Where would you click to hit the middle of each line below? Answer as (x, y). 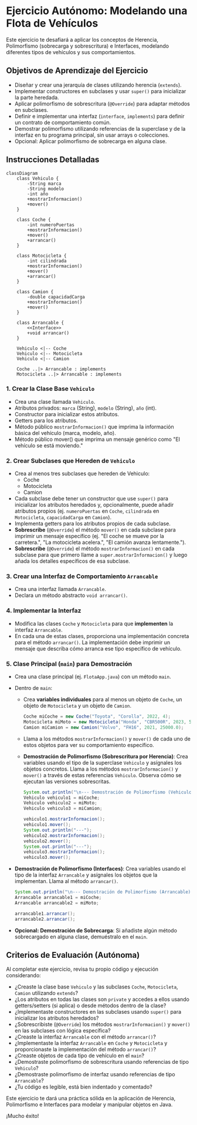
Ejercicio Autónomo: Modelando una (97, 11)
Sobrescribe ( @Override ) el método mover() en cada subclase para (95, 530)
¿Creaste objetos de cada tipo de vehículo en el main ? (79, 1056)
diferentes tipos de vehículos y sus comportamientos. (71, 52)
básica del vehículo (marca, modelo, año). (65, 433)
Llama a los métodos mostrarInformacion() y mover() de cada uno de (107, 739)
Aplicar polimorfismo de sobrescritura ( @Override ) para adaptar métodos (102, 104)
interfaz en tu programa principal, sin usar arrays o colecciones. (92, 135)
